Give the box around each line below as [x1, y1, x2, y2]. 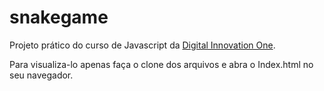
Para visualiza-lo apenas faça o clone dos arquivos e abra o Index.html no [9, 58, 314, 70]
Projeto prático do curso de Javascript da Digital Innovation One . [9, 39, 276, 51]
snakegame [9, 6, 109, 29]
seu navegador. [9, 69, 74, 81]
